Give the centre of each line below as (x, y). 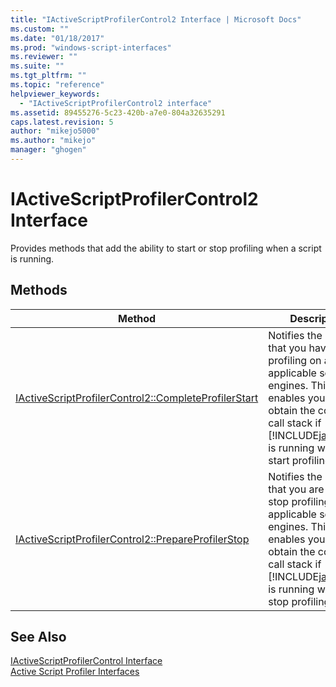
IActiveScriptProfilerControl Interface (86, 661)
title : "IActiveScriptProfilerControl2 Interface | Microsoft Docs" (156, 19)
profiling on (295, 360)
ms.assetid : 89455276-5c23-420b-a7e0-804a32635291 (118, 112)
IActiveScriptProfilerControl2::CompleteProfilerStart (137, 398)
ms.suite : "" (37, 66)
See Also (38, 637)
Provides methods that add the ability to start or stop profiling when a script (166, 248)
